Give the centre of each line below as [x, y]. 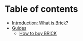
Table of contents [41, 9]
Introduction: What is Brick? [40, 23]
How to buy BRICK [38, 33]
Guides [19, 28]
